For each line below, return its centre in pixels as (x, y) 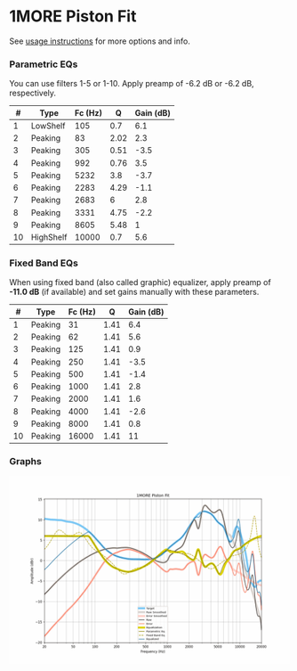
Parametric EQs (44, 64)
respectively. (32, 93)
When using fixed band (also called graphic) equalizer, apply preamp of (140, 282)
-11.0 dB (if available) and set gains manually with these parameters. (134, 292)
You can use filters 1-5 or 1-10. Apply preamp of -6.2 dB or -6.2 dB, (132, 84)
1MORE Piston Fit (73, 16)
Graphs (25, 462)
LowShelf (48, 126)
